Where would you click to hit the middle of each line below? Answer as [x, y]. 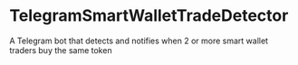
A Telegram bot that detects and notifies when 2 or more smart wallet [139, 41]
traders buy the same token [61, 50]
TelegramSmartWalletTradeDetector [149, 16]
